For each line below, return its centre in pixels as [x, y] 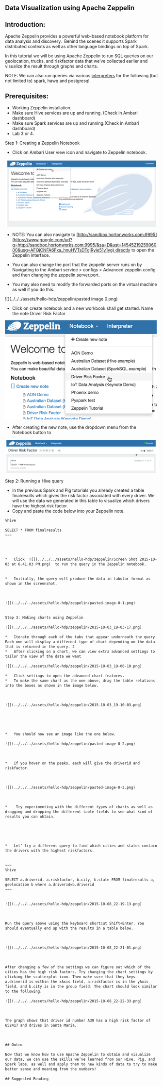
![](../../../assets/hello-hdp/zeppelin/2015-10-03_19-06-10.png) [73, 666]
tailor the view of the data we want [43, 657]
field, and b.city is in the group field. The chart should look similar [81, 987]
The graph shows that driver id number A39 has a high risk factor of [78, 1021]
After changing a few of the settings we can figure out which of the [78, 967]
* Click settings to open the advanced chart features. [65, 676]
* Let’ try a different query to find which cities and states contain [81, 846]
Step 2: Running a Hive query [34, 481]
